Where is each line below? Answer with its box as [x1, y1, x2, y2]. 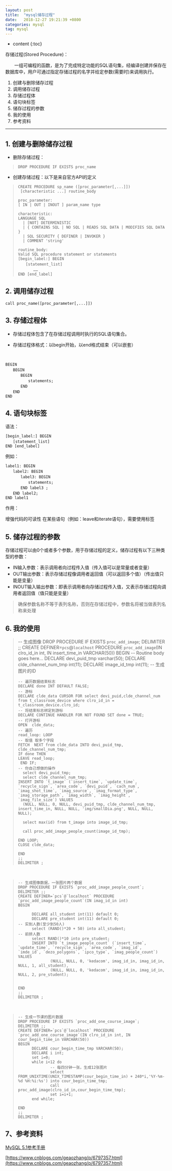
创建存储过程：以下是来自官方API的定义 [12, 174, 97, 180]
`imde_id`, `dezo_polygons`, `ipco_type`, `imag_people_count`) [17, 949, 158, 955]
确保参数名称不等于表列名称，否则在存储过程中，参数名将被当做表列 [17, 601, 162, 607]
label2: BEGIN [12, 469, 43, 474]
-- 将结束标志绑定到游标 [17, 708, 63, 713]
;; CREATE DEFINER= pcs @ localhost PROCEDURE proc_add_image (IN [17, 645, 162, 650]
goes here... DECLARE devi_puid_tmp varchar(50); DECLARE [17, 655, 146, 661]
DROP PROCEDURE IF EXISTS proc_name [17, 164, 96, 170]
